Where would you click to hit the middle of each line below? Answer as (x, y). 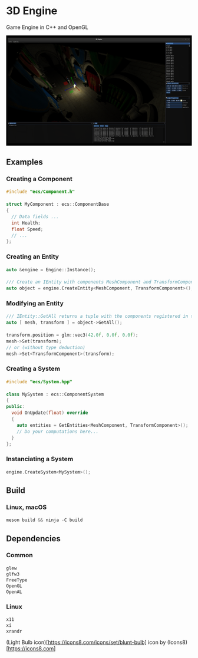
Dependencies (33, 539)
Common (20, 555)
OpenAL (14, 592)
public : (16, 407)
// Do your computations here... (58, 432)
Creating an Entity (32, 256)
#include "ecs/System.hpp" (39, 381)
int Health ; (26, 223)
